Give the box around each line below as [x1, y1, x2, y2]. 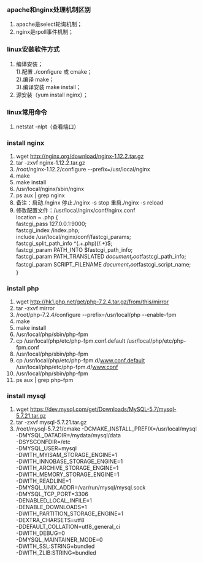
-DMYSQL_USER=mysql [15, 445, 77, 452]
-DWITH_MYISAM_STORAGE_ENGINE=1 [15, 451, 118, 459]
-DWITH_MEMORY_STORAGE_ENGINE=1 [15, 471, 120, 478]
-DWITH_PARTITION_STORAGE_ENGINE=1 [15, 510, 124, 517]
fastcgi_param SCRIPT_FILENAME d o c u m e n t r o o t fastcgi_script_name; [15, 260, 191, 270]
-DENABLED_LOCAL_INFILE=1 [15, 497, 93, 504]
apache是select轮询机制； [15, 20, 83, 28]
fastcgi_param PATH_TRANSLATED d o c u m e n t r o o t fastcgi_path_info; [15, 253, 186, 262]
